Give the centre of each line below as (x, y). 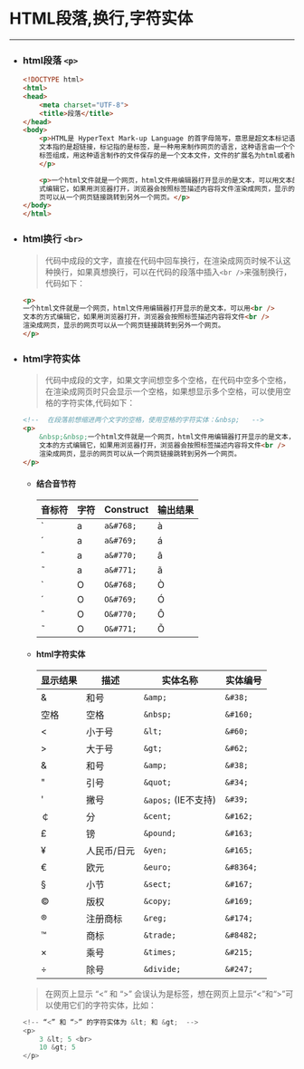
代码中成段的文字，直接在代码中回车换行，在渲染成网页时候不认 (164, 260)
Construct (126, 509)
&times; (160, 952)
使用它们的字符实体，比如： (104, 1005)
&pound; (160, 833)
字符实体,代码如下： (98, 403)
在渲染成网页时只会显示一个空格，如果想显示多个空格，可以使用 (164, 391)
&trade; (160, 935)
